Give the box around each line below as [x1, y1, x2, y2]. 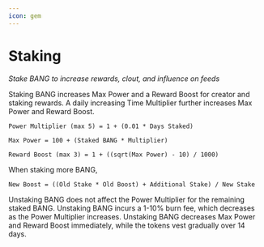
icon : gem [8, 11, 42, 20]
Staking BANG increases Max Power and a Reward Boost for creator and [8, 89, 250, 99]
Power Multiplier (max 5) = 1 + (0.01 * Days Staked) [8, 122, 194, 130]
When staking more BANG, [8, 164, 98, 174]
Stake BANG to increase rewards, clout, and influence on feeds [8, 74, 220, 83]
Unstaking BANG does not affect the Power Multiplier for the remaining [8, 194, 245, 204]
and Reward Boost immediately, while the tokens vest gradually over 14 [8, 220, 245, 230]
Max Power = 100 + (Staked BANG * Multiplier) [8, 136, 168, 144]
